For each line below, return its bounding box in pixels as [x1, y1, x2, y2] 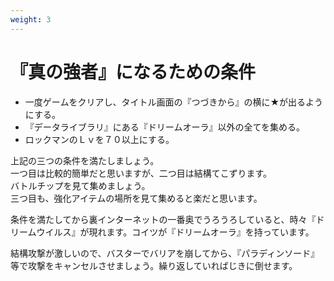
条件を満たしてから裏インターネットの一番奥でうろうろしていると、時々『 [10, 213, 317, 225]
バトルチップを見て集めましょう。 [10, 179, 151, 191]
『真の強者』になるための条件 [10, 61, 257, 83]
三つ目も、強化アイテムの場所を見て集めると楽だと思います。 [10, 192, 263, 204]
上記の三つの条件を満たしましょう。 [10, 154, 160, 166]
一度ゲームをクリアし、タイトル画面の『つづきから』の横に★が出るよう [24, 96, 324, 108]
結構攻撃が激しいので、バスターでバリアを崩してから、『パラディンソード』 [10, 247, 320, 259]
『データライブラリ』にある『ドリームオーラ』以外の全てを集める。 [24, 121, 306, 133]
